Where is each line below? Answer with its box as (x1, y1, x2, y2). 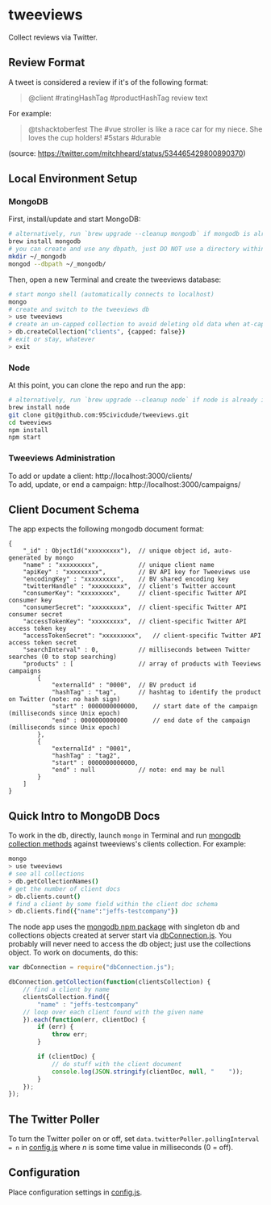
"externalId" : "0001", (51, 745, 131, 753)
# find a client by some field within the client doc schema (8, 900, 219, 908)
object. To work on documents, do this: (8, 947, 139, 958)
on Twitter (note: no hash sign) (8, 695, 121, 703)
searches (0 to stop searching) (8, 653, 117, 661)
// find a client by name (23, 985, 110, 994)
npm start (8, 434, 42, 442)
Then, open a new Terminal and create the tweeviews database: (8, 275, 222, 284)
